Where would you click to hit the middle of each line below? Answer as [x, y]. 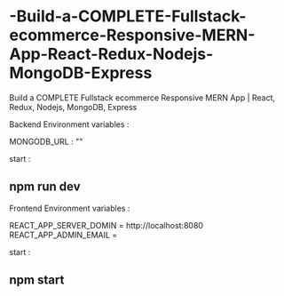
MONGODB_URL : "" [46, 141]
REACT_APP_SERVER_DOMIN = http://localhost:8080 [106, 225]
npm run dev [45, 187]
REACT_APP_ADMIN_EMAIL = [63, 235]
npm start [37, 280]
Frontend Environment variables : [70, 208]
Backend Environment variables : [69, 124]
